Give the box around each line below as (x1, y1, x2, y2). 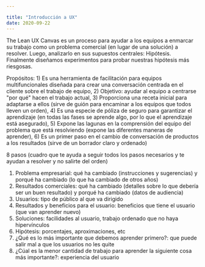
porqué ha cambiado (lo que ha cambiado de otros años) (15, 176, 159, 183)
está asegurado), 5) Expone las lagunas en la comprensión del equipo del (6, 119, 191, 127)
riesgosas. (6, 62, 33, 70)
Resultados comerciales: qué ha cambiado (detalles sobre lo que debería (15, 182, 199, 190)
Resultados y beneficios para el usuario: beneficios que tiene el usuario (15, 202, 195, 209)
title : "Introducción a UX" (6, 14, 78, 20)
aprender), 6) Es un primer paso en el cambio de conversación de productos (6, 132, 199, 140)
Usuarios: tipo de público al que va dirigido (15, 195, 123, 202)
